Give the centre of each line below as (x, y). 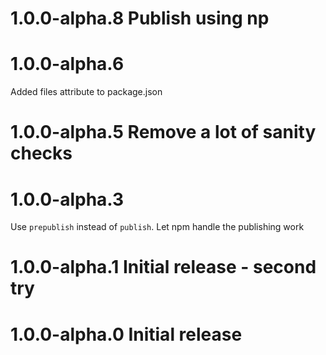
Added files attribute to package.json (86, 92)
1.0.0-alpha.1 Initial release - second (163, 267)
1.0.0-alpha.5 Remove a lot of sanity (163, 132)
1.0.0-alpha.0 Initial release (126, 334)
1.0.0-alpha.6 (67, 64)
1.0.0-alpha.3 (67, 199)
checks (41, 153)
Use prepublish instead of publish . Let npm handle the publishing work (157, 227)
